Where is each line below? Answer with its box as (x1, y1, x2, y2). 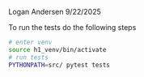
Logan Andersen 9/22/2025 (8, 7, 101, 16)
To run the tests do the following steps (8, 23, 137, 32)
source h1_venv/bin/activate (8, 45, 107, 53)
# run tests (8, 53, 49, 62)
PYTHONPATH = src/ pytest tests (8, 61, 111, 69)
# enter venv (8, 38, 53, 46)
